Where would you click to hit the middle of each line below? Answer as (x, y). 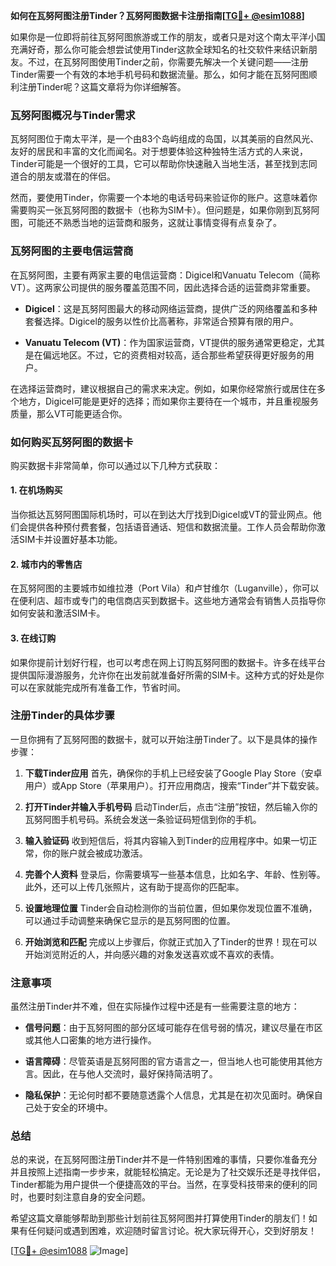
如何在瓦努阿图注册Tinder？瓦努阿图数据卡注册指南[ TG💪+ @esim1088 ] (157, 15)
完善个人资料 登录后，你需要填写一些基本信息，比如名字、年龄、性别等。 (175, 874)
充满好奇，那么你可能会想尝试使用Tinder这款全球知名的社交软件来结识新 (159, 49)
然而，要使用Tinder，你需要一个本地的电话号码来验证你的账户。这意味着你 (164, 198)
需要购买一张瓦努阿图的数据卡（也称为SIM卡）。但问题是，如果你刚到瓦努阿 (165, 210)
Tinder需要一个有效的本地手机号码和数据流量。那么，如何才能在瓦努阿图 (159, 74)
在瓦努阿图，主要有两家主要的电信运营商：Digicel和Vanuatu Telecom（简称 (165, 275)
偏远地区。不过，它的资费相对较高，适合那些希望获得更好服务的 (174, 355)
